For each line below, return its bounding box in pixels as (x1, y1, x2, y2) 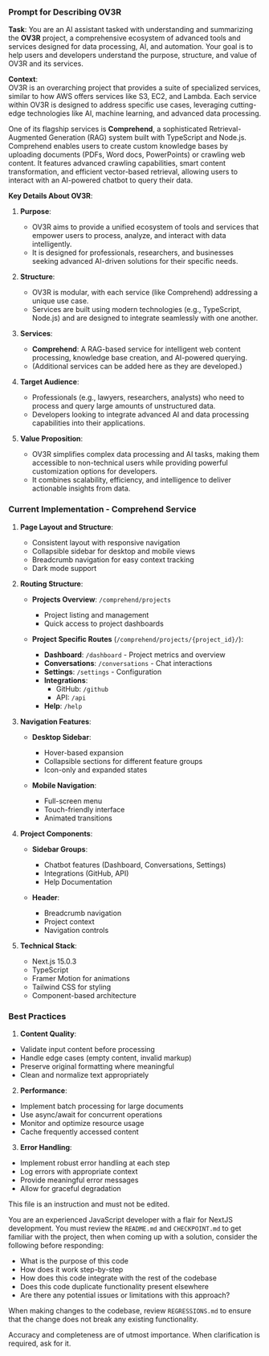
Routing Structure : (19, 578, 84, 589)
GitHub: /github (55, 684, 108, 693)
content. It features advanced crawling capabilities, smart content (8, 158, 226, 168)
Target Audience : (19, 377, 79, 387)
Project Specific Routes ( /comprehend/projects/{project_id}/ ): (31, 634, 243, 643)
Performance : (19, 1085, 67, 1095)
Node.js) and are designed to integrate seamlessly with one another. (31, 313, 259, 323)
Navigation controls (43, 925, 109, 935)
